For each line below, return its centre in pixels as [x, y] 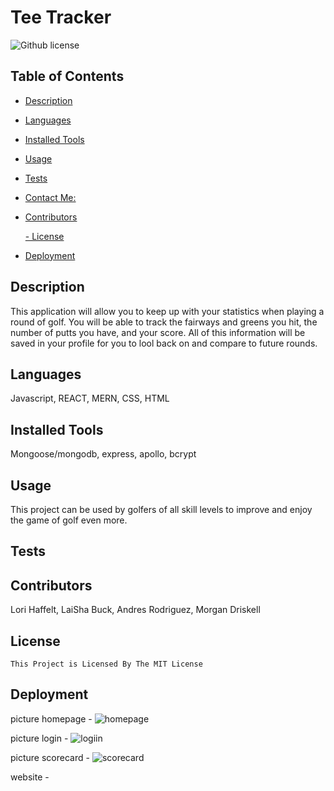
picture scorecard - [50, 757]
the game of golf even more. [69, 520]
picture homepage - [51, 718]
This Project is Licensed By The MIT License [106, 664]
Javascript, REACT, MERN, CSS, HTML [90, 398]
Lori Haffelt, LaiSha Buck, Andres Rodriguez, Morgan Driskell [135, 610]
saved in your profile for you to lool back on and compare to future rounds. [164, 343]
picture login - [39, 738]
